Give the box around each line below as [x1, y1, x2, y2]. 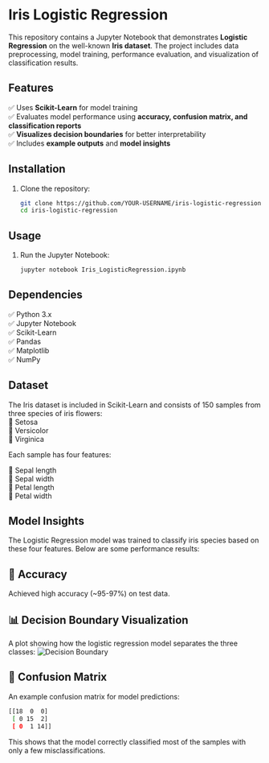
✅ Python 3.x [8, 309, 52, 319]
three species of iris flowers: [8, 408, 103, 418]
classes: [8, 647, 36, 657]
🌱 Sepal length [8, 465, 57, 475]
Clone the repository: [19, 184, 91, 193]
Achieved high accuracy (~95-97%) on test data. [8, 589, 170, 599]
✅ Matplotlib [8, 345, 50, 355]
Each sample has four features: [8, 449, 112, 460]
